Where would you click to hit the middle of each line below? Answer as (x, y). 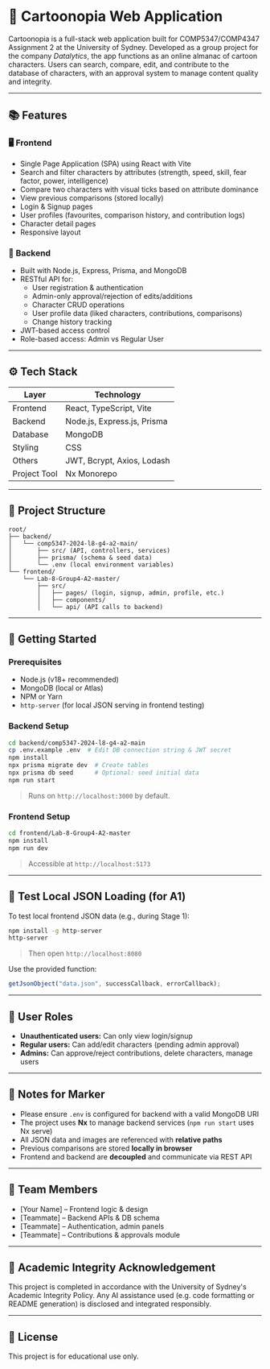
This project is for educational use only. (74, 1356)
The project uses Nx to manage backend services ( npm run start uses (137, 1122)
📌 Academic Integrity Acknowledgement (112, 1267)
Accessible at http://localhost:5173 (89, 863)
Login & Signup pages (56, 206)
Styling (25, 447)
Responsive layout (50, 232)
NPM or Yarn (41, 697)
